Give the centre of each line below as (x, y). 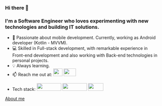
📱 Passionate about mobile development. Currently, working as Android (84, 38)
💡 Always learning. (31, 66)
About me (15, 99)
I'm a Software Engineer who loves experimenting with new (77, 21)
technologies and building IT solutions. (52, 27)
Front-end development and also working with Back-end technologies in (85, 55)
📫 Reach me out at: (32, 75)
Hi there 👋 (17, 8)
